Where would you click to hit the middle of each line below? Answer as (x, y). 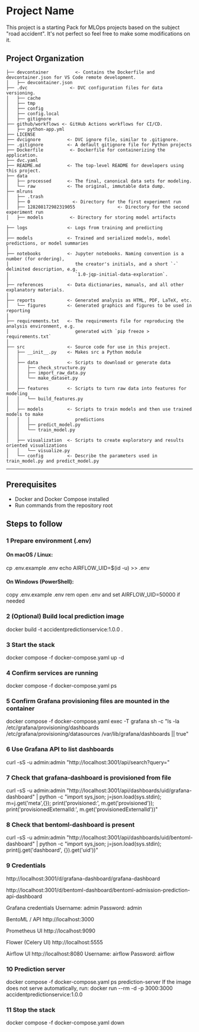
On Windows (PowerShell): (40, 581)
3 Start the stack (31, 645)
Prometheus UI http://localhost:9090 (51, 931)
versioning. (21, 93)
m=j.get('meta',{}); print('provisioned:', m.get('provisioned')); (80, 803)
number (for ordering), (36, 259)
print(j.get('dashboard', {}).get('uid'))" (52, 850)
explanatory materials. (36, 290)
